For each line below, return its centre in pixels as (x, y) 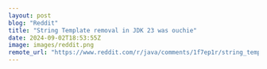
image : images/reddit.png (51, 45)
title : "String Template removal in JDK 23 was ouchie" (103, 30)
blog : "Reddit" (33, 23)
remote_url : (28, 52)
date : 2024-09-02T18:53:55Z (55, 38)
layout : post (30, 15)
